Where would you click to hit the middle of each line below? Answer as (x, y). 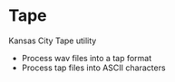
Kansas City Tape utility (53, 41)
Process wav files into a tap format (87, 58)
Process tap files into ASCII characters (93, 68)
